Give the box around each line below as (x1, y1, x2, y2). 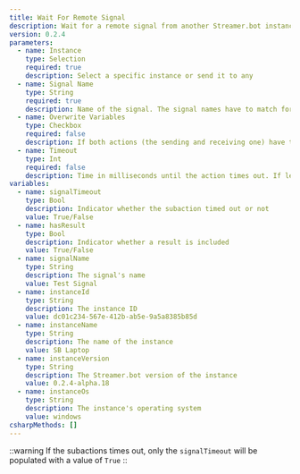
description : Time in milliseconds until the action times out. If (25, 171, 281, 180)
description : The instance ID (25, 304, 138, 313)
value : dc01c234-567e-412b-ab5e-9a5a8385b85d (25, 312, 198, 322)
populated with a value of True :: (9, 454, 128, 465)
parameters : (9, 38, 54, 47)
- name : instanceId (17, 287, 90, 296)
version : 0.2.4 (9, 30, 66, 38)
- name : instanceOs (17, 387, 90, 396)
